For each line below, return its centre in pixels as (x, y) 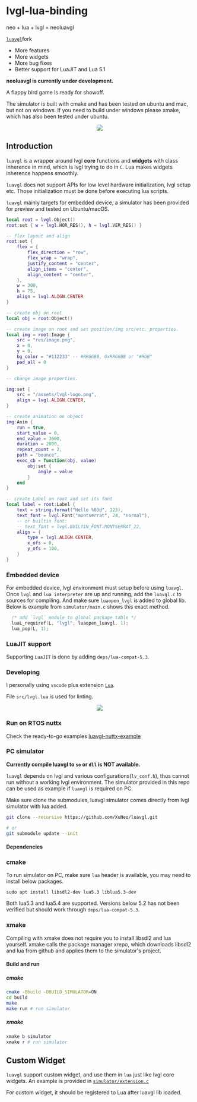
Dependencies (25, 847)
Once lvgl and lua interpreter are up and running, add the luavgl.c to (94, 594)
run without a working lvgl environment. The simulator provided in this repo (98, 782)
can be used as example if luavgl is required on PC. (70, 788)
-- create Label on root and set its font (59, 499)
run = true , (31, 427)
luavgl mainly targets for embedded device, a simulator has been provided (98, 202)
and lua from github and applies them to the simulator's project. (84, 951)
